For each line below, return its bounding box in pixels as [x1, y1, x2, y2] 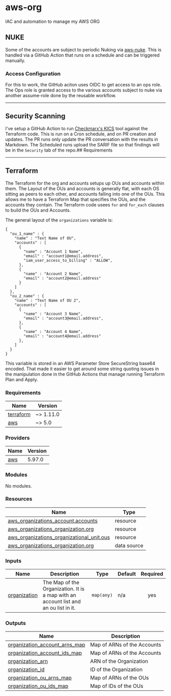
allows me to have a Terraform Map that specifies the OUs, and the [5, 196, 146, 202]
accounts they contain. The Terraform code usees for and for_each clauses [5, 201, 164, 207]
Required [140, 570, 163, 578]
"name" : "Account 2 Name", [23, 271, 83, 276]
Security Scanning [5, 112, 66, 120]
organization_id [8, 666, 45, 673]
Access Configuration [5, 70, 61, 77]
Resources [5, 495, 33, 502]
